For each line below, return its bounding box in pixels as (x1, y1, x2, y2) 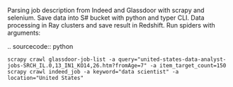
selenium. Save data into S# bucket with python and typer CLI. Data (7, 13, 205, 22)
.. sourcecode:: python (7, 42, 74, 50)
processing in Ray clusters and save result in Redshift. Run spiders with (7, 21, 216, 29)
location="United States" (7, 74, 84, 81)
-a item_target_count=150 (149, 62, 227, 69)
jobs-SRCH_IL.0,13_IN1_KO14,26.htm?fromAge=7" (7, 62, 147, 69)
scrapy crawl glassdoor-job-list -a (7, 56, 115, 63)
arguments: (7, 28, 41, 37)
